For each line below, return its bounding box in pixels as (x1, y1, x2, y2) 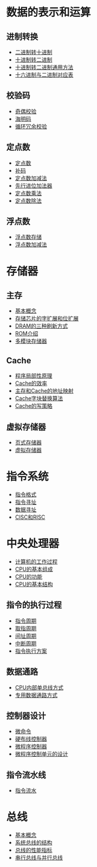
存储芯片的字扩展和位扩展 (14, 315, 79, 322)
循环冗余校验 (14, 122, 47, 130)
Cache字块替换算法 (14, 395, 63, 402)
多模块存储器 (14, 337, 47, 345)
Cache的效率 (14, 380, 48, 387)
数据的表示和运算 (6, 5, 92, 19)
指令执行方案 (14, 647, 47, 655)
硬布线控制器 (14, 735, 47, 743)
